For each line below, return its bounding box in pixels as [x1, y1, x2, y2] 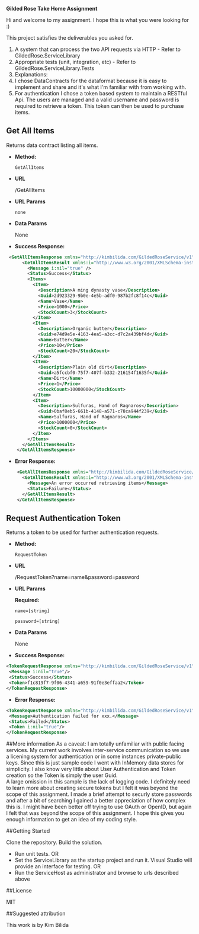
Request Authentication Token [6, 513, 121, 523]
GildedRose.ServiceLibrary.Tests [14, 65, 95, 72]
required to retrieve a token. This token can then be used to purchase [14, 103, 184, 109]
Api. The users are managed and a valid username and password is [14, 96, 179, 103]
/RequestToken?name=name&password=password [14, 574, 140, 581]
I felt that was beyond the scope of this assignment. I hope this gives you [6, 810, 185, 817]
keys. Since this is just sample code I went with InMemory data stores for [6, 759, 185, 766]
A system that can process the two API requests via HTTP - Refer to [14, 46, 181, 53]
